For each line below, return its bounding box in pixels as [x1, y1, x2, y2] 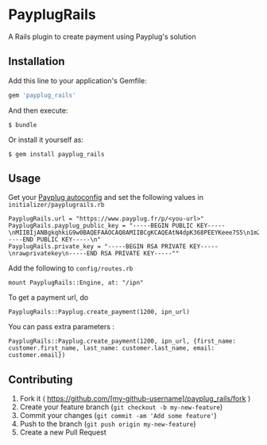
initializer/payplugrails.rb [8, 201, 105, 209]
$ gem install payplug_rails [8, 150, 105, 158]
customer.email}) [8, 351, 66, 359]
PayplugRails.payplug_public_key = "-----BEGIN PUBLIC [8, 222, 194, 230]
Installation [8, 55, 65, 68]
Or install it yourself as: [8, 135, 83, 144]
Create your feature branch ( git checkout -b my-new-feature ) [19, 402, 223, 412]
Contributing [8, 373, 73, 386]
